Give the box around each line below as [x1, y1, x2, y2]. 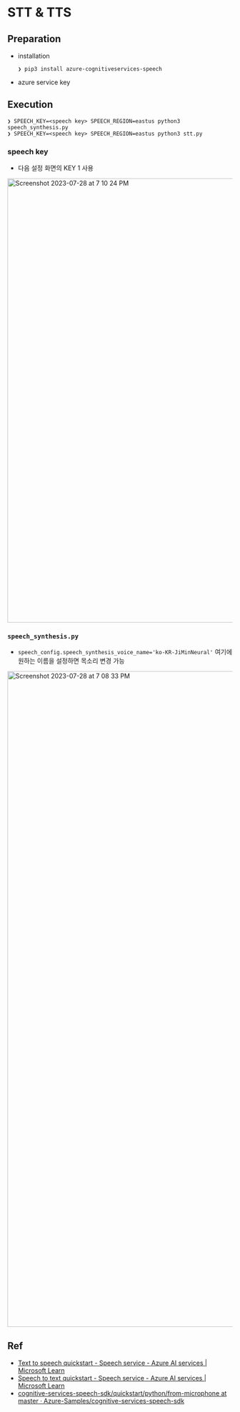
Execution [7, 99, 54, 111]
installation [17, 51, 50, 60]
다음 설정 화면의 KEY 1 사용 [17, 164, 94, 172]
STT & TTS [7, 4, 72, 21]
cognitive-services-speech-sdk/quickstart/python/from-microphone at [17, 1389, 227, 1398]
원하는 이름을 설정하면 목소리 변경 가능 [17, 656, 125, 665]
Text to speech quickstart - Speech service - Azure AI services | [17, 1358, 207, 1368]
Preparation [7, 33, 61, 45]
